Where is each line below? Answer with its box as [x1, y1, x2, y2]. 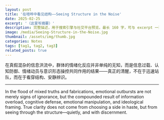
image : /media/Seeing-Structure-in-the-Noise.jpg [5, 30, 108, 35]
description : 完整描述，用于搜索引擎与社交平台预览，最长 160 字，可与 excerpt [5, 25, 153, 30]
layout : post [5, 7, 32, 12]
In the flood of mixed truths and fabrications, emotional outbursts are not [5, 88, 151, 94]
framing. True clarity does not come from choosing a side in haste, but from [5, 104, 158, 110]
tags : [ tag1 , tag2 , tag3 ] [5, 43, 58, 48]
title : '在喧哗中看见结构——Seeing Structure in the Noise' [5, 12, 122, 17]
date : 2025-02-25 [5, 16, 41, 21]
